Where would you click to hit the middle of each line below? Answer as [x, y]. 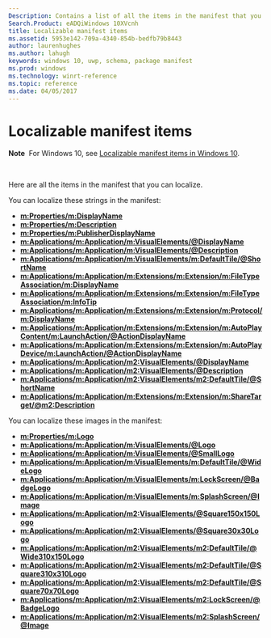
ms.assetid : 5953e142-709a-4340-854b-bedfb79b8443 [95, 38]
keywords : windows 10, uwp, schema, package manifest [101, 61]
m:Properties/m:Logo [57, 437]
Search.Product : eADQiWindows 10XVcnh [73, 23]
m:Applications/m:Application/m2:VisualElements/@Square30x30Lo [140, 531]
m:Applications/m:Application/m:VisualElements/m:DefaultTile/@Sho [140, 259]
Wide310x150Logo [52, 557]
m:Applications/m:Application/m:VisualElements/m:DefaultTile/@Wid [141, 463]
